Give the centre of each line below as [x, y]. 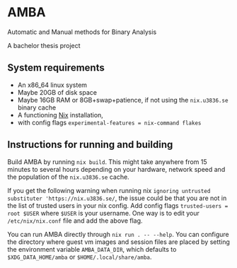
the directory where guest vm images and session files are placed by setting [118, 242]
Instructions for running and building [90, 145]
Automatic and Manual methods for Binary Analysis [82, 32]
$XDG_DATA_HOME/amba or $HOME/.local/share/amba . [80, 257]
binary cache [37, 107]
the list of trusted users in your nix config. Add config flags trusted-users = [118, 205]
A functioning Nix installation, [60, 115]
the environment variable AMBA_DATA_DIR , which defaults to [92, 249]
